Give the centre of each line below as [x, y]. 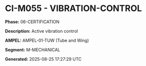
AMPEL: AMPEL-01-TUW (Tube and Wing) [47, 40]
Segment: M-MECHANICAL [33, 50]
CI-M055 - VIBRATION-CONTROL [73, 8]
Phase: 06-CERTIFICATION [32, 22]
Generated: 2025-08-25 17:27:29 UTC [43, 59]
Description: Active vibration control [42, 31]
